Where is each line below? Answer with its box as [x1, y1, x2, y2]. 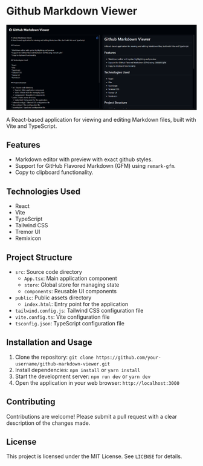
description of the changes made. [6, 419, 91, 427]
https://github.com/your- [95, 354, 161, 361]
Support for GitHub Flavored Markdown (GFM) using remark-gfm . [14, 162, 176, 170]
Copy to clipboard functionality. [14, 168, 94, 176]
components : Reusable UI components [24, 288, 117, 295]
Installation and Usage [6, 338, 92, 348]
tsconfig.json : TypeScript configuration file [14, 320, 125, 327]
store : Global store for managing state [24, 281, 120, 288]
